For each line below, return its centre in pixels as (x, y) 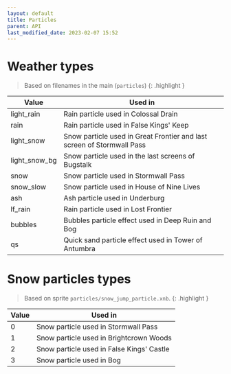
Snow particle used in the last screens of (129, 156)
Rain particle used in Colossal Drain (121, 114)
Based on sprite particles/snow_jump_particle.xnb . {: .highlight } (116, 299)
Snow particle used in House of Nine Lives (132, 187)
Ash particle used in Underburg (114, 198)
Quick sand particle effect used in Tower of (133, 240)
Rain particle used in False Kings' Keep (126, 126)
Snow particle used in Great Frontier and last (135, 137)
